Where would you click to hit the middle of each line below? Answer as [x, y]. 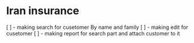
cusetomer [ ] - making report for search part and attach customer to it [93, 33]
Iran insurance [43, 11]
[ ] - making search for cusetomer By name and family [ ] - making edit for [97, 27]
